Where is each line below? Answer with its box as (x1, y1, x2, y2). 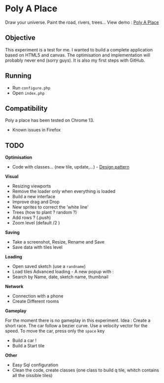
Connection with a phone (12, 293, 64, 299)
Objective (5, 34, 36, 42)
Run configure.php (12, 85, 51, 90)
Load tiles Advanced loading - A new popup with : (12, 269, 114, 275)
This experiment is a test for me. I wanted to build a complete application (5, 46, 153, 52)
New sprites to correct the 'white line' (12, 204, 89, 210)
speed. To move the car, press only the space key (5, 328, 105, 334)
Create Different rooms (12, 298, 59, 304)
